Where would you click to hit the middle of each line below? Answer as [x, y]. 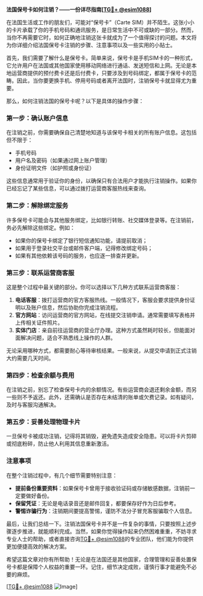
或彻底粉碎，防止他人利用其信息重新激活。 [59, 444]
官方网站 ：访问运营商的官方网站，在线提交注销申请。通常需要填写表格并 [105, 315]
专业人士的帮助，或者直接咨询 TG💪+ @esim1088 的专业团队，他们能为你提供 [100, 539]
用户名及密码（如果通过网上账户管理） [63, 160]
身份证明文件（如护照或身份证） [55, 168]
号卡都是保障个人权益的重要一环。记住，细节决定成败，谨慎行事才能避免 [96, 567]
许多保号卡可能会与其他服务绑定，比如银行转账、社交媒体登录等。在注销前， [101, 220]
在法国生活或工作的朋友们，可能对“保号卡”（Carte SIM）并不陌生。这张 [95, 22]
